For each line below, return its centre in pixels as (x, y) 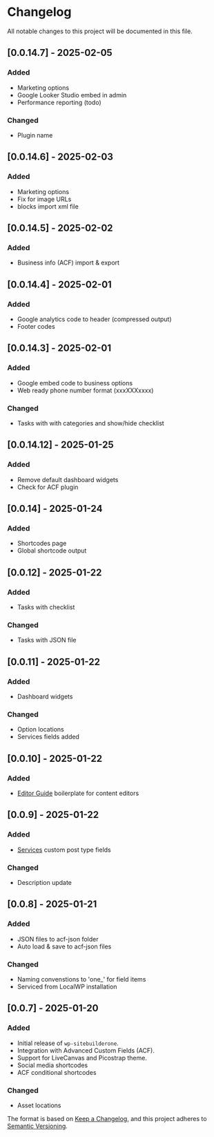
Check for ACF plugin (48, 487)
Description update (45, 882)
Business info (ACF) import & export (68, 262)
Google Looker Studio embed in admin (72, 95)
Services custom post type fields (64, 850)
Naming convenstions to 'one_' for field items (81, 979)
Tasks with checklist (46, 607)
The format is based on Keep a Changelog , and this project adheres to (107, 1118)
